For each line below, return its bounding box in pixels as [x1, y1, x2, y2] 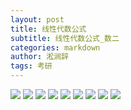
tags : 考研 [10, 61, 53, 71]
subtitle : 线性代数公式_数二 [10, 33, 120, 43]
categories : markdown [10, 42, 101, 53]
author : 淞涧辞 [10, 52, 69, 62]
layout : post [10, 14, 65, 25]
